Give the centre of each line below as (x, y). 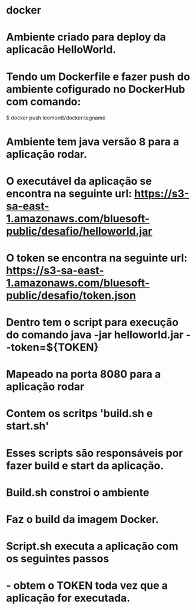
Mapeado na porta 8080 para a (84, 374)
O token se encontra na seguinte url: (97, 258)
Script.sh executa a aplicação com (92, 546)
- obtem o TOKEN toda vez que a (87, 586)
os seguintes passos (58, 559)
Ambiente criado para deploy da (86, 37)
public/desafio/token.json (71, 295)
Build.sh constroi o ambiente (78, 492)
